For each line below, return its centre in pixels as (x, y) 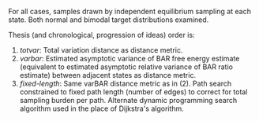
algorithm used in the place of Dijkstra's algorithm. (101, 108)
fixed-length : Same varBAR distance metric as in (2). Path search (126, 83)
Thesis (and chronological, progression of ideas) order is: (101, 35)
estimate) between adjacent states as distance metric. (107, 75)
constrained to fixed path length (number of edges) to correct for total (133, 92)
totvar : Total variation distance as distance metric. (101, 50)
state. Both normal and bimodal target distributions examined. (109, 20)
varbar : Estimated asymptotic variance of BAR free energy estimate (129, 59)
